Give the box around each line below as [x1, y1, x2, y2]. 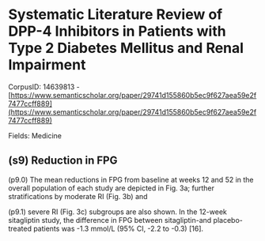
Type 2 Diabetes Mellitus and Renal [8, 40, 244, 57]
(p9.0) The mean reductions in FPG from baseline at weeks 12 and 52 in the [8, 175, 255, 184]
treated [8, 224, 32, 233]
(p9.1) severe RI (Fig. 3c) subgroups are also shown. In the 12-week [8, 207, 228, 217]
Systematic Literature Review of [8, 6, 223, 24]
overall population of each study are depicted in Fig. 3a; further [8, 183, 215, 193]
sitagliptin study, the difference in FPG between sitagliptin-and [8, 215, 212, 224]
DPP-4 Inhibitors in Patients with [8, 22, 227, 40]
